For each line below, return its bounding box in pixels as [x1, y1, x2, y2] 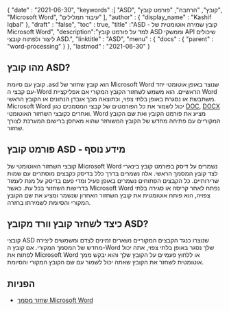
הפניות [7, 277, 36, 290]
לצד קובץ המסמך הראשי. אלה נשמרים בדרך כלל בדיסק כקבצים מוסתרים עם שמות [7, 169, 218, 177]
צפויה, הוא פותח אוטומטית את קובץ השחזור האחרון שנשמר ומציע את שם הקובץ [7, 191, 210, 199]
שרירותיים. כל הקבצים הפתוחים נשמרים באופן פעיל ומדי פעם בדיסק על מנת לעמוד [7, 176, 219, 184]
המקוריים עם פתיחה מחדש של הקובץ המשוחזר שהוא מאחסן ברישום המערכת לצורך [7, 116, 221, 125]
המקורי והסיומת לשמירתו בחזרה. [7, 198, 91, 206]
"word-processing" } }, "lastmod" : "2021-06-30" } [7, 42, 151, 50]
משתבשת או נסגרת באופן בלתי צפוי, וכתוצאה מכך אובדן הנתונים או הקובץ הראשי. [7, 95, 216, 103]
